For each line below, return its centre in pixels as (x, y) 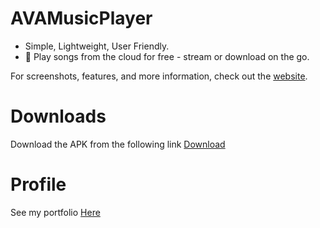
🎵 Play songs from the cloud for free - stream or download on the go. (167, 56)
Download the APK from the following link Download (118, 144)
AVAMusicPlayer (81, 18)
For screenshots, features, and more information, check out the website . (159, 76)
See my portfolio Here (55, 212)
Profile (38, 184)
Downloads (58, 116)
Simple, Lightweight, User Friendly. (97, 46)
